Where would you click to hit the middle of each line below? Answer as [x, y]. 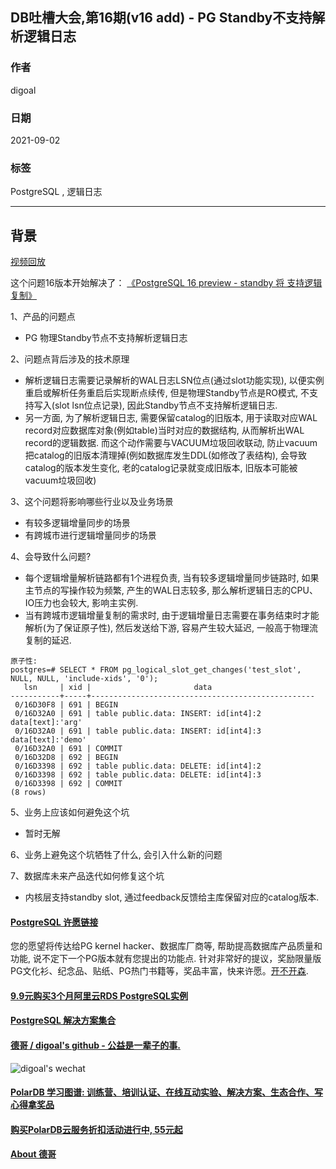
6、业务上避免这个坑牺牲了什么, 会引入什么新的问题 [116, 855]
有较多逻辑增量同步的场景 [77, 523]
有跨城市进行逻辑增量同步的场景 [90, 535]
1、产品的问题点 [43, 317]
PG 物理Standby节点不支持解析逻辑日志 [106, 338]
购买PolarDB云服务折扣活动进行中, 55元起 [96, 1129]
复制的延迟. [48, 640]
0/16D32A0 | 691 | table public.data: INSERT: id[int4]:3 [138, 731]
